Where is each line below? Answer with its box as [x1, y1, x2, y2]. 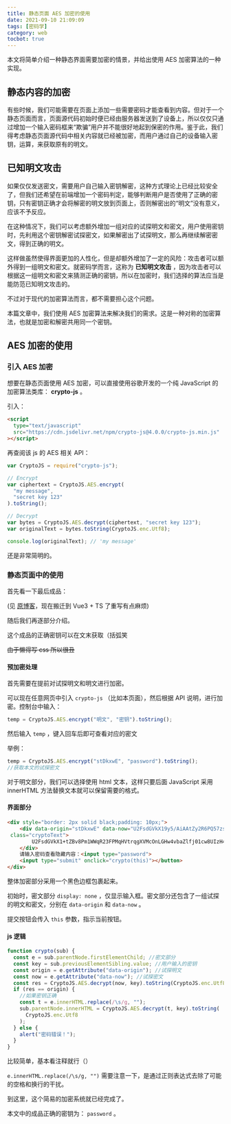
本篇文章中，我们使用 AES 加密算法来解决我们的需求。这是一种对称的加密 [7, 309, 215, 317]
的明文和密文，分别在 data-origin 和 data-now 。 [7, 900, 145, 909]
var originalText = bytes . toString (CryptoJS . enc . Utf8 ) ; [7, 525, 170, 532]
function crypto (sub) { [7, 948, 76, 955]
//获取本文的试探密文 [7, 764, 60, 771]
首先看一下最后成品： [7, 586, 67, 595]
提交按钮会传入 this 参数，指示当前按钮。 [7, 915, 126, 923]
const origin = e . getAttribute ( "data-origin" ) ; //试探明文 [13, 966, 182, 974]
